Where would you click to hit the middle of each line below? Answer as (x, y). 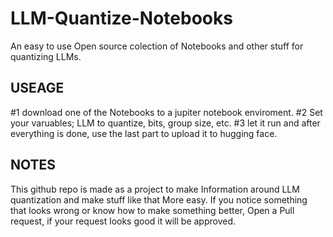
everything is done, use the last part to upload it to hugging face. (144, 133)
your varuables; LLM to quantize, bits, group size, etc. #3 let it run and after (165, 123)
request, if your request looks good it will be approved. (123, 221)
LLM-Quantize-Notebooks (121, 18)
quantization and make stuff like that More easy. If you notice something (159, 199)
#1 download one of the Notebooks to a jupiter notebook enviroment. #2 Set (166, 112)
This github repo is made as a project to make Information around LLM (155, 189)
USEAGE (37, 88)
